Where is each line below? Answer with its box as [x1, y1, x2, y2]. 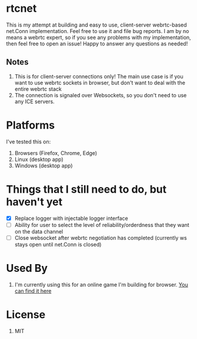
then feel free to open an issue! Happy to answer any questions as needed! [6, 40, 188, 47]
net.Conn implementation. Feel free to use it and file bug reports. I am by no [6, 27, 189, 34]
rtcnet [6, 2, 37, 15]
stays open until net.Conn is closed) [14, 241, 102, 248]
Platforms [6, 119, 55, 131]
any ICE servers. [14, 98, 55, 105]
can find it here [14, 287, 52, 294]
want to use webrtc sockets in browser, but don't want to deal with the [14, 79, 185, 86]
